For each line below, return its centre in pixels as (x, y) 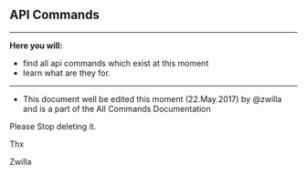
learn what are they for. (67, 73)
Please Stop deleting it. (53, 126)
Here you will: (36, 46)
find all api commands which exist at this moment (116, 63)
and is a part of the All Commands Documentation (117, 108)
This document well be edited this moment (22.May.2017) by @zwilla (152, 98)
